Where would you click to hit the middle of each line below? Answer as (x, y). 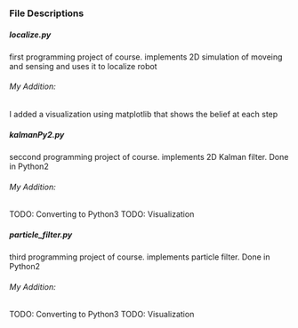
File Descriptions (47, 13)
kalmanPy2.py (37, 134)
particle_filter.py (41, 235)
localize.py (30, 35)
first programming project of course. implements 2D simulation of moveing (146, 57)
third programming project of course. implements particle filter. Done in (140, 257)
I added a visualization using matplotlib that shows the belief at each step (144, 115)
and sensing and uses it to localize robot (83, 66)
